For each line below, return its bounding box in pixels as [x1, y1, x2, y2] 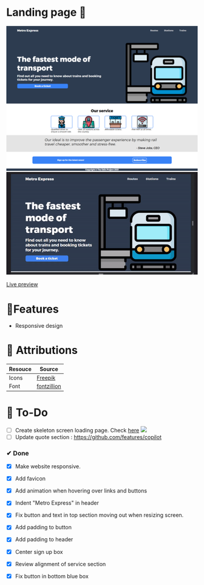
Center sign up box [15, 548, 63, 555]
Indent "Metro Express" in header [15, 499, 99, 507]
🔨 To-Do [6, 406, 49, 419]
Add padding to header [15, 536, 73, 543]
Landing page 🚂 [6, 5, 87, 19]
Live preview [6, 281, 38, 288]
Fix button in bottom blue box [15, 572, 89, 580]
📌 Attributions [6, 344, 78, 358]
